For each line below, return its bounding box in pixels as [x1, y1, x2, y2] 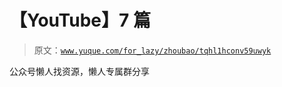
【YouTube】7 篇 [9, 9, 151, 32]
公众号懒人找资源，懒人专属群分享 [9, 65, 150, 77]
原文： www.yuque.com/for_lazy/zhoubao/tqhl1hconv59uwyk [33, 44, 272, 56]
